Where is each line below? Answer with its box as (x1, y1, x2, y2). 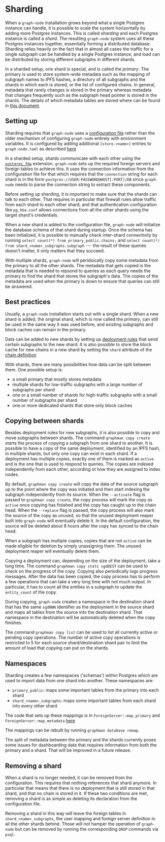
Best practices (5, 298, 51, 306)
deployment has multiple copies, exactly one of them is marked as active (5, 456, 154, 462)
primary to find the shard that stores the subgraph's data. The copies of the (5, 273, 159, 279)
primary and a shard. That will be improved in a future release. (5, 747, 132, 753)
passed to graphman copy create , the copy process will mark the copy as (5, 497, 153, 503)
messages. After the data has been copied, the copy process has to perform (5, 573, 160, 580)
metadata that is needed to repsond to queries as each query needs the (5, 268, 151, 274)
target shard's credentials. (5, 212, 59, 218)
